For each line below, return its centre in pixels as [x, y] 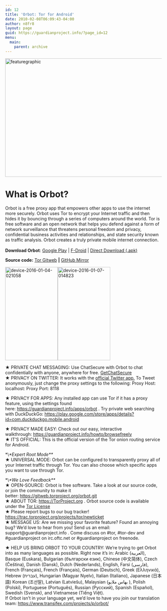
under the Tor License [28, 506]
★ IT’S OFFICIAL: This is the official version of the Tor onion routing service [83, 439]
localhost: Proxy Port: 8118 [32, 388]
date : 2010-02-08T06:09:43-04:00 [40, 19]
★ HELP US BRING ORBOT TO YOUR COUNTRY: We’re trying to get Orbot [81, 547]
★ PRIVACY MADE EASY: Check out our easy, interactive [64, 429]
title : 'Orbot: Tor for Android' [40, 14]
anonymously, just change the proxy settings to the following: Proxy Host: [81, 383]
